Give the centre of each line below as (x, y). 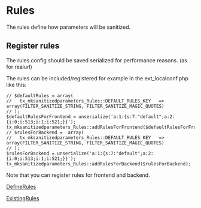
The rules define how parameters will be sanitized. (68, 27)
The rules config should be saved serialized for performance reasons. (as (97, 60)
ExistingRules (23, 198)
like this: (16, 85)
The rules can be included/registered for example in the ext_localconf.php (97, 78)
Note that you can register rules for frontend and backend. (78, 175)
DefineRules (21, 186)
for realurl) (19, 67)
